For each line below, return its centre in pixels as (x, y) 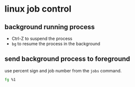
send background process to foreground (67, 59)
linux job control (38, 9)
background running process (50, 27)
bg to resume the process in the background (56, 44)
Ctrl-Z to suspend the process (42, 38)
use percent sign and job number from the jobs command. (63, 70)
